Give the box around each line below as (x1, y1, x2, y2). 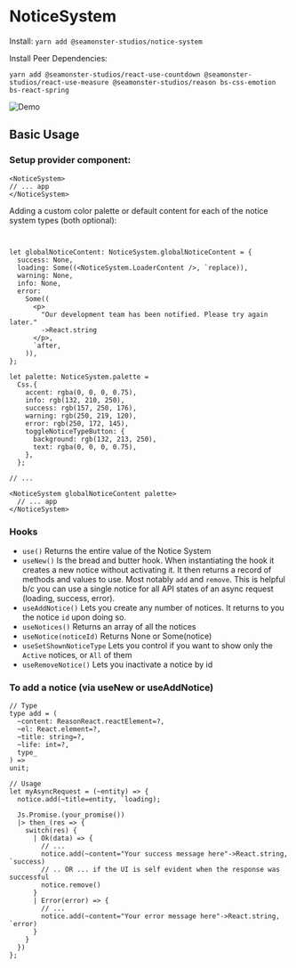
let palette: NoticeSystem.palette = (9, 372, 149, 381)
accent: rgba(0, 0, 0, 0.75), (25, 387, 138, 397)
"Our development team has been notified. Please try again (41, 310, 268, 319)
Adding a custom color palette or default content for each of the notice (9, 205, 268, 216)
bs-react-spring (9, 85, 69, 94)
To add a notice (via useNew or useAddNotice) (9, 681, 214, 694)
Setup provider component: (9, 154, 132, 167)
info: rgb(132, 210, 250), (25, 395, 125, 404)
